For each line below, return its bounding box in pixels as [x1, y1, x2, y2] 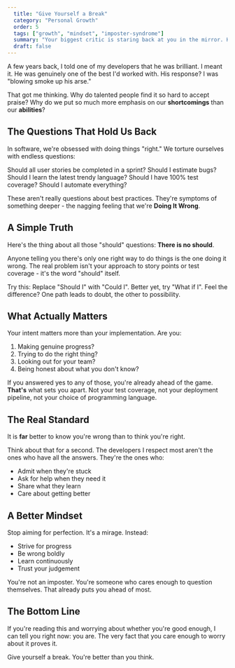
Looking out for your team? [17, 357, 96, 366]
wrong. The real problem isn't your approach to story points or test [7, 261, 199, 270]
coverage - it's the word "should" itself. [7, 269, 121, 277]
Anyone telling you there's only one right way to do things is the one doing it [7, 254, 227, 262]
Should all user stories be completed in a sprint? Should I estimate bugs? [7, 166, 217, 174]
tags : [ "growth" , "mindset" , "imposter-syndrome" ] [13, 29, 164, 37]
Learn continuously [17, 557, 73, 566]
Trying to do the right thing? [17, 350, 98, 359]
